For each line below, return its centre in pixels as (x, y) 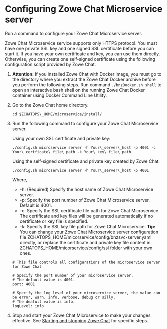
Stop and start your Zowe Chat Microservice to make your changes (81, 315)
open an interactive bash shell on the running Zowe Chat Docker (79, 90)
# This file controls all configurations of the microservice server (86, 262)
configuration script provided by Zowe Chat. (51, 64)
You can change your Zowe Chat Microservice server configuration (89, 232)
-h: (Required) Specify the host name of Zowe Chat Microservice (86, 189)
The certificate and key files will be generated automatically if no (86, 216)
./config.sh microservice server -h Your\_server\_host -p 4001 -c (84, 148)
